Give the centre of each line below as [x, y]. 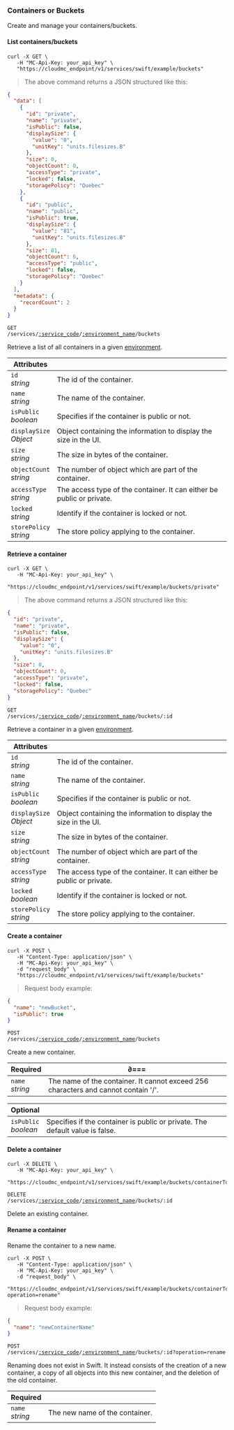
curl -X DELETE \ [32, 1164]
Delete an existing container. [48, 1214]
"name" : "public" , [52, 212]
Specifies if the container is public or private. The [127, 1122]
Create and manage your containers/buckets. [72, 26]
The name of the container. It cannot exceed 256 [128, 1081]
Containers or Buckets [46, 10]
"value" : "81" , [54, 231]
